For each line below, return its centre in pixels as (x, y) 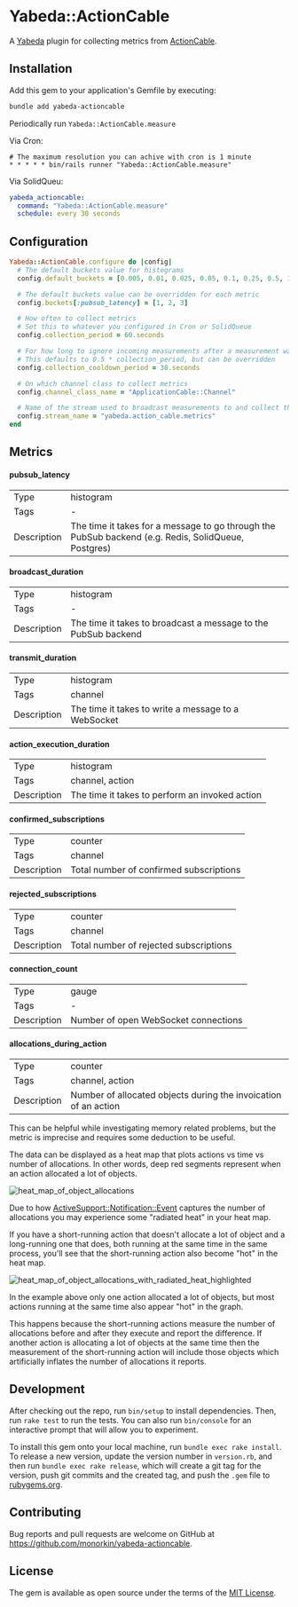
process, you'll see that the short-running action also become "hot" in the (144, 1254)
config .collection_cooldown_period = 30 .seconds (109, 367)
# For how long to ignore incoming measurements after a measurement (148, 351)
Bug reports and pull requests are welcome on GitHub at (112, 1533)
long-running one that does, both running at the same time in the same (138, 1244)
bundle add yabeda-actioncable (67, 106)
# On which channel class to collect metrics (103, 383)
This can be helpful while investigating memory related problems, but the (143, 1128)
